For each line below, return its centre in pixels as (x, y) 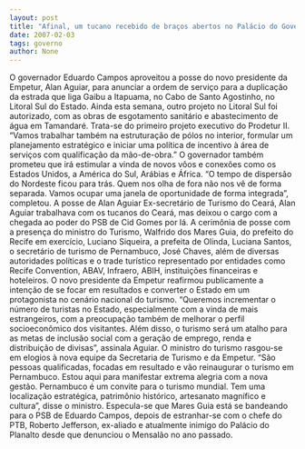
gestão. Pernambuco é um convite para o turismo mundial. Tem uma (138, 386)
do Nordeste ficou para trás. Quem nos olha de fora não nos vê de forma (146, 184)
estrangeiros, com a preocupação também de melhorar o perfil (127, 319)
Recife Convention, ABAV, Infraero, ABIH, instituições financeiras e (134, 271)
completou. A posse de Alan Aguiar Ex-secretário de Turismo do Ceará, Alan (152, 203)
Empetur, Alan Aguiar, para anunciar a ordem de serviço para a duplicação (149, 87)
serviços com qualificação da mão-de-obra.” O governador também (137, 155)
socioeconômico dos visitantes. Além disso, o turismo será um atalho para (148, 329)
